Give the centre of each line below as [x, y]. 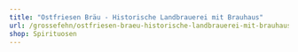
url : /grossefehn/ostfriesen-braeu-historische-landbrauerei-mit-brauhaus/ [152, 26]
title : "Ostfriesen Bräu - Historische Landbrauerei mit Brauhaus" [137, 17]
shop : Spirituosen [43, 33]
